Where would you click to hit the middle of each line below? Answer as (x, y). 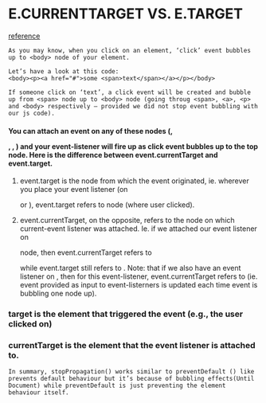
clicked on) (30, 324)
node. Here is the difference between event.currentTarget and (113, 155)
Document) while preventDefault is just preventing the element (117, 386)
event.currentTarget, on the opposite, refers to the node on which (127, 221)
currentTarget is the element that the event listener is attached (132, 345)
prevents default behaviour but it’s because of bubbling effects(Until (131, 379)
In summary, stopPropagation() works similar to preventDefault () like (131, 372)
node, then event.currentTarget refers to (86, 252)
